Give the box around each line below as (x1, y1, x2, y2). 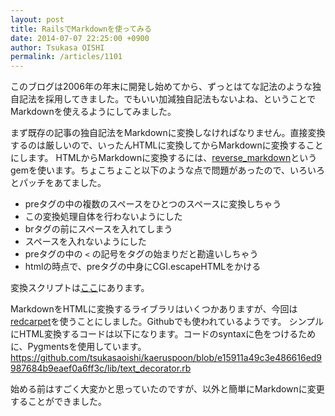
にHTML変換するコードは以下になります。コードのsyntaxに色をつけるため (10, 328, 317, 340)
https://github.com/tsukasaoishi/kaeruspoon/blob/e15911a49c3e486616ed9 (10, 352, 323, 364)
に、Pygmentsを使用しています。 (10, 341, 147, 353)
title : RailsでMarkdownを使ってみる (10, 24, 152, 34)
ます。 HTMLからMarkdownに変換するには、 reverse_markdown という (27, 152, 318, 164)
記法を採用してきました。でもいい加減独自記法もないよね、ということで (18, 93, 317, 105)
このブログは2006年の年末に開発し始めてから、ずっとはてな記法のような (10, 81, 313, 93)
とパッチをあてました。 (10, 177, 107, 189)
